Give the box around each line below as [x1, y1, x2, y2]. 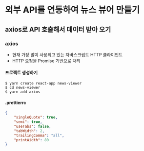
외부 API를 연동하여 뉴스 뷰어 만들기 [5, 4, 140, 16]
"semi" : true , [14, 119, 42, 124]
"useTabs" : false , [14, 124, 51, 129]
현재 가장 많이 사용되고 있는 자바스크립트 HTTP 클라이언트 [12, 51, 123, 57]
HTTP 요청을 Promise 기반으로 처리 [12, 58, 81, 64]
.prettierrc [5, 100, 26, 105]
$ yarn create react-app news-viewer [5, 81, 82, 86]
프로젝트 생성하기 [5, 70, 38, 76]
